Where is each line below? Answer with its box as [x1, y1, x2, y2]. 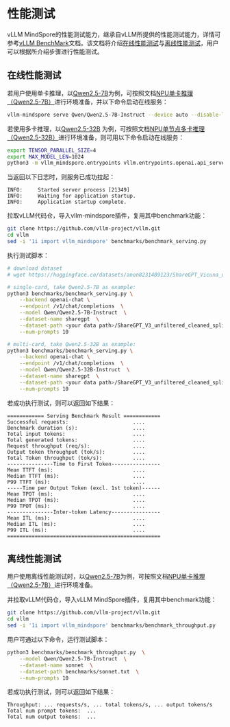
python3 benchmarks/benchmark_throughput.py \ [7, 649, 146, 656]
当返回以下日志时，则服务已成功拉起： [7, 173, 115, 181]
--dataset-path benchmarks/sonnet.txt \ [19, 668, 139, 675]
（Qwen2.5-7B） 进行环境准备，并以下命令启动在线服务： [7, 97, 169, 106]
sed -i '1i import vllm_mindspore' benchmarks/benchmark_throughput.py [7, 622, 216, 629]
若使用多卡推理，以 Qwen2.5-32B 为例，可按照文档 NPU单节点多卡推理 [7, 124, 205, 132]
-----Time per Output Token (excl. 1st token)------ [7, 485, 161, 492]
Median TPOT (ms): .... [7, 496, 146, 503]
